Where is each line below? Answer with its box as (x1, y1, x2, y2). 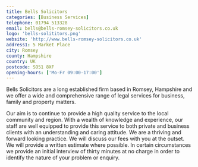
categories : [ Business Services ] (6, 14, 89, 20)
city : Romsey (6, 48, 39, 53)
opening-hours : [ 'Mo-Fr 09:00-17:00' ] (6, 70, 102, 75)
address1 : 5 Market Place (6, 42, 70, 48)
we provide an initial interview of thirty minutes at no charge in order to (6, 148, 180, 155)
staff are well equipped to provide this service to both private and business (6, 122, 190, 130)
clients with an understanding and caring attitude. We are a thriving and (6, 129, 181, 136)
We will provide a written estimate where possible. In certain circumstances (6, 141, 191, 149)
